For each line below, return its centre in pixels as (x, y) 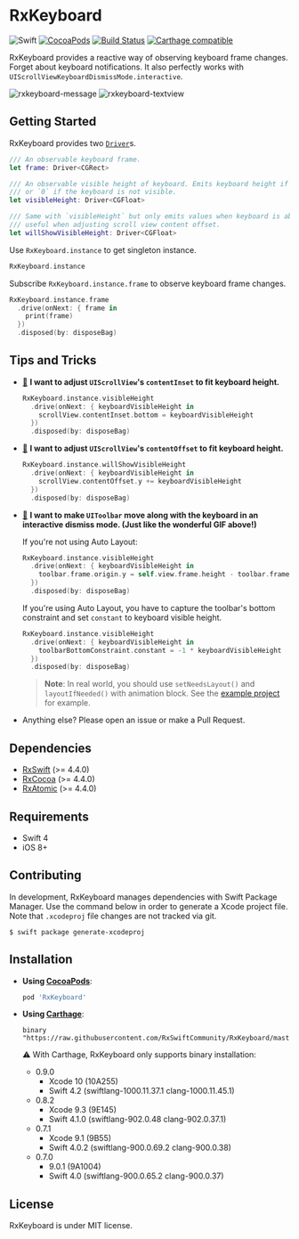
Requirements (49, 816)
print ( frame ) (49, 316)
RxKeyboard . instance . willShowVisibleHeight (104, 465)
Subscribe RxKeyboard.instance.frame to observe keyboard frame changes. (148, 283)
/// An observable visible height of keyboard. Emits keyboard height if (149, 183)
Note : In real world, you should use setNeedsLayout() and (149, 684)
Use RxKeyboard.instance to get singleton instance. (103, 249)
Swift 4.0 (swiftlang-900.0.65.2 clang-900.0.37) (136, 1176)
